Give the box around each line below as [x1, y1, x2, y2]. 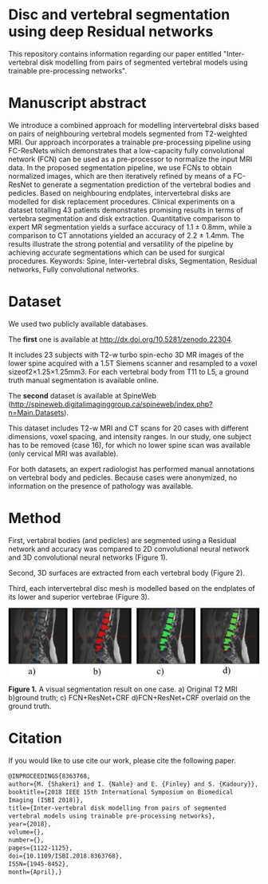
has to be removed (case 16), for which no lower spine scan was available [8, 440, 251, 450]
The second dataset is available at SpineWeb [8, 390, 157, 400]
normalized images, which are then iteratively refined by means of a [8, 171, 231, 180]
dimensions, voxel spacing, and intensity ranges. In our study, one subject [8, 431, 252, 441]
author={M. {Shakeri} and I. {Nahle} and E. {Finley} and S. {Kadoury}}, [8, 780, 259, 788]
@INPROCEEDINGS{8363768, [8, 772, 91, 780]
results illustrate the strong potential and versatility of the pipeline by [8, 239, 234, 248]
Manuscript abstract [8, 94, 147, 113]
